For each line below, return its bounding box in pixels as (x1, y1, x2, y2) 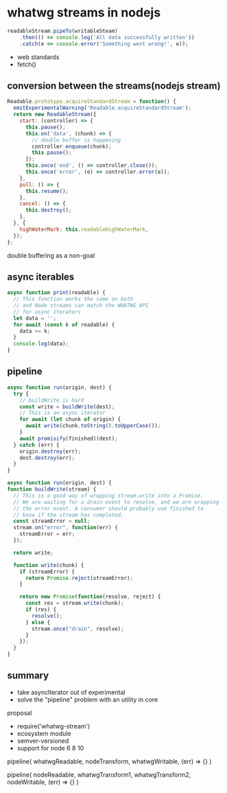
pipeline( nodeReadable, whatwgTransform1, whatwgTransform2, (7, 770, 191, 779)
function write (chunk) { (13, 561, 84, 568)
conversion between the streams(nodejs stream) (7, 80, 221, 91)
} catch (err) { (13, 441, 60, 448)
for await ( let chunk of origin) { (19, 416, 121, 423)
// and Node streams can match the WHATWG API (13, 302, 149, 309)
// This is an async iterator (19, 410, 106, 416)
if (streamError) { (19, 568, 75, 575)
